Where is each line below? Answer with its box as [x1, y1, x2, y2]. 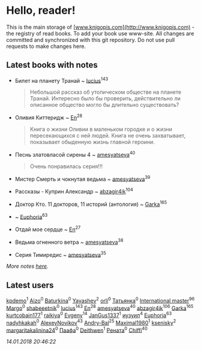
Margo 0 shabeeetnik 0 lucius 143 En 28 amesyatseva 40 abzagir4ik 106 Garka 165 [6, 303, 194, 312]
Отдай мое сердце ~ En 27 [14, 225, 81, 233]
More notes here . [6, 262, 49, 270]
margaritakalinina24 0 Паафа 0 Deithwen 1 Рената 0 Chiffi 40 [6, 325, 148, 334]
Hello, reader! [6, 4, 76, 17]
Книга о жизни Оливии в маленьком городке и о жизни [29, 125, 173, 133]
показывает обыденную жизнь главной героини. [29, 139, 155, 146]
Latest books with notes [6, 60, 98, 70]
